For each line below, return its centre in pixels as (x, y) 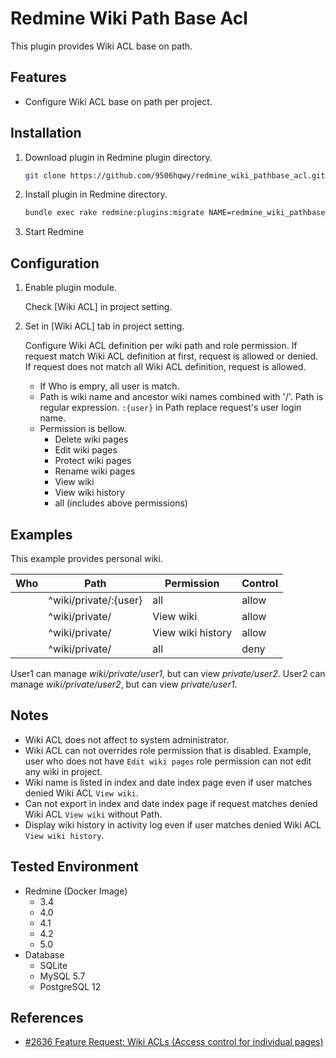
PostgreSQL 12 (70, 986)
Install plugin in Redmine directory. (96, 194)
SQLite (53, 965)
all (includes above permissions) (121, 503)
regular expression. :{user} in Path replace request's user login (170, 408)
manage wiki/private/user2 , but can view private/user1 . (124, 684)
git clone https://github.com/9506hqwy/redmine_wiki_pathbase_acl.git (175, 175)
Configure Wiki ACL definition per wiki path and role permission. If (161, 346)
